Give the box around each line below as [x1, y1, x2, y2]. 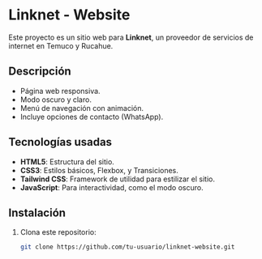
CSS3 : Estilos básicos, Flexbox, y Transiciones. [19, 165, 178, 175]
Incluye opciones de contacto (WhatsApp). [19, 112, 164, 121]
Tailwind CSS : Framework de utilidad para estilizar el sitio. [19, 174, 215, 184]
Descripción [8, 65, 71, 79]
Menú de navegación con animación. [19, 103, 144, 113]
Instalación [8, 206, 67, 219]
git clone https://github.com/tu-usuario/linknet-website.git [19, 243, 235, 252]
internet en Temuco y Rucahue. [8, 40, 114, 50]
